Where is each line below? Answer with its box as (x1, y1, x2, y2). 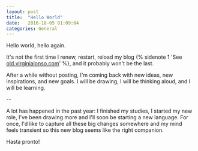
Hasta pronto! (6, 138, 40, 146)
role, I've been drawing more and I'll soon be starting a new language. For (6, 114, 189, 121)
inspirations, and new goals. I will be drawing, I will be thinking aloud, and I (6, 78, 191, 85)
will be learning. (6, 84, 46, 92)
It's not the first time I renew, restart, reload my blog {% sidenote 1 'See (6, 53, 182, 61)
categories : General (6, 25, 58, 32)
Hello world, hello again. (6, 42, 66, 49)
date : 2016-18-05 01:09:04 (6, 20, 79, 26)
